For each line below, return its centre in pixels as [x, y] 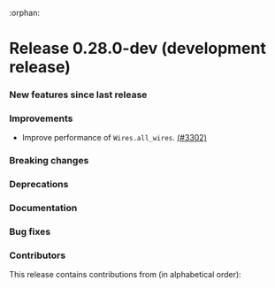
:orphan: [24, 13]
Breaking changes [49, 161]
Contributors [38, 255]
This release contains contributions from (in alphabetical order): [125, 275]
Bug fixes [30, 231]
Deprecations [39, 185]
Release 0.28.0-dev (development [138, 49]
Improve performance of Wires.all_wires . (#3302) [115, 138]
